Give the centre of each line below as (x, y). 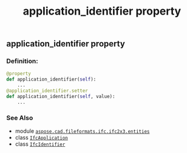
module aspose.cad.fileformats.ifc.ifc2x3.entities (82, 131)
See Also (20, 118)
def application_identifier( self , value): (61, 96)
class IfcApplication (41, 138)
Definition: (22, 61)
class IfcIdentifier (40, 144)
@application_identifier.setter (47, 91)
